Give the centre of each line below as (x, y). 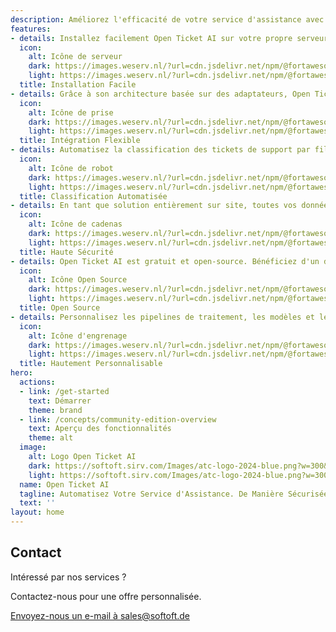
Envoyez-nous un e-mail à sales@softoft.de (100, 615)
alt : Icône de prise (71, 112)
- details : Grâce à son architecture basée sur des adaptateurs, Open (160, 94)
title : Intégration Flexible (80, 141)
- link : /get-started (64, 391)
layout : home (37, 512)
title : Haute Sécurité (66, 252)
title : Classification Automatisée (93, 196)
